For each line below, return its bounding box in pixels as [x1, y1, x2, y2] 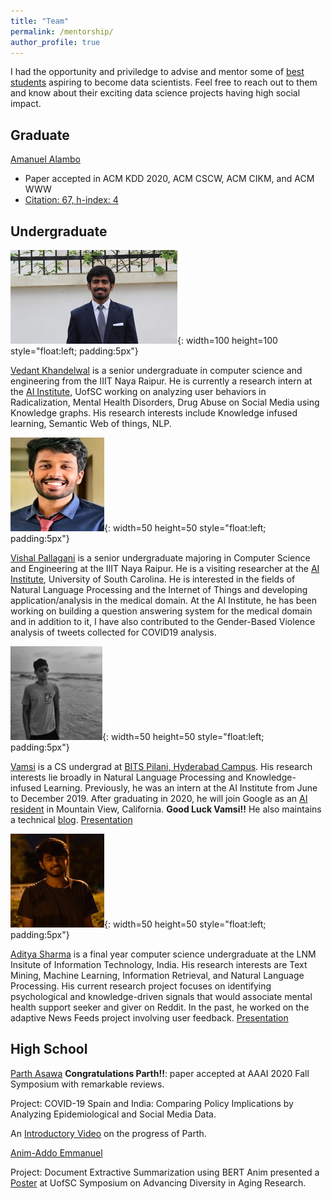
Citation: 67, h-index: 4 [24, 194, 119, 206]
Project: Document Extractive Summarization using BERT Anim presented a [10, 1166, 320, 1178]
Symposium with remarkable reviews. [10, 1078, 165, 1090]
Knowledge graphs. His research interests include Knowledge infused [10, 407, 298, 419]
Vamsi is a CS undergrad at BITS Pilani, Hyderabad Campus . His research [10, 761, 313, 772]
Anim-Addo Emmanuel [10, 1146, 103, 1159]
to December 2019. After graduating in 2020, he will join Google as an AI [10, 793, 308, 804]
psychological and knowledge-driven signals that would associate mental [10, 991, 313, 1002]
